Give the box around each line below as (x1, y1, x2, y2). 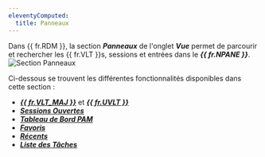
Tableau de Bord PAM (19, 114, 93, 124)
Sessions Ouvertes (19, 105, 85, 116)
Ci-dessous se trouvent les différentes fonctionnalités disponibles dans (8, 73, 242, 83)
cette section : (8, 81, 56, 92)
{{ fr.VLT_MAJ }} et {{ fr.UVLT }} (19, 97, 129, 107)
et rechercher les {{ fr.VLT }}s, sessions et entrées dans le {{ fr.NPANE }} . (8, 49, 251, 59)
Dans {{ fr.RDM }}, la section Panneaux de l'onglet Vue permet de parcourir (8, 41, 258, 50)
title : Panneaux (15, 19, 69, 27)
